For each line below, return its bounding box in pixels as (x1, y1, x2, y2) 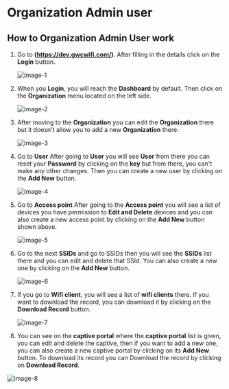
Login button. (16, 58, 56, 66)
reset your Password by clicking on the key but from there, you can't (16, 159, 213, 168)
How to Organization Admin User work (7, 32, 175, 44)
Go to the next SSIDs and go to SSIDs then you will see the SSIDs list (16, 249, 213, 257)
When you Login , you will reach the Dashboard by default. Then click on (16, 85, 223, 92)
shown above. (16, 223, 57, 231)
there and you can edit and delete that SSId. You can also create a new (16, 256, 218, 265)
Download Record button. (16, 305, 91, 313)
